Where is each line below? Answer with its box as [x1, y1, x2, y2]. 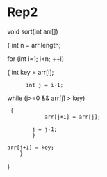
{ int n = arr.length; [7, 41, 61, 49]
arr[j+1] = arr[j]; [44, 113, 101, 120]
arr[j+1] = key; [7, 144, 54, 151]
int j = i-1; [25, 81, 64, 88]
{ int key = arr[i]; [7, 68, 54, 76]
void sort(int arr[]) [7, 27, 58, 36]
